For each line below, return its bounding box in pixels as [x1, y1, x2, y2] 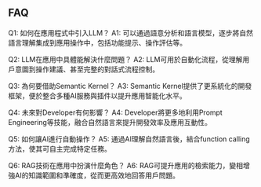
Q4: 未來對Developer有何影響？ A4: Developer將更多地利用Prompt [8, 108, 223, 117]
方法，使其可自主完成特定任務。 [8, 144, 111, 153]
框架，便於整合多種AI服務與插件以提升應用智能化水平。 [8, 90, 187, 101]
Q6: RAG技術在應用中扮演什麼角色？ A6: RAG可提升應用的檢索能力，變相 [8, 160, 243, 170]
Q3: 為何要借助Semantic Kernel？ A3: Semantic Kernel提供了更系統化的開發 [8, 81, 252, 90]
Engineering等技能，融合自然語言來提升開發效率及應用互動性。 [8, 117, 212, 126]
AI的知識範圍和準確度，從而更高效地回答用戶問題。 [14, 170, 180, 180]
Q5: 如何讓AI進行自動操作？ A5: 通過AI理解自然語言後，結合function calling [8, 134, 251, 144]
